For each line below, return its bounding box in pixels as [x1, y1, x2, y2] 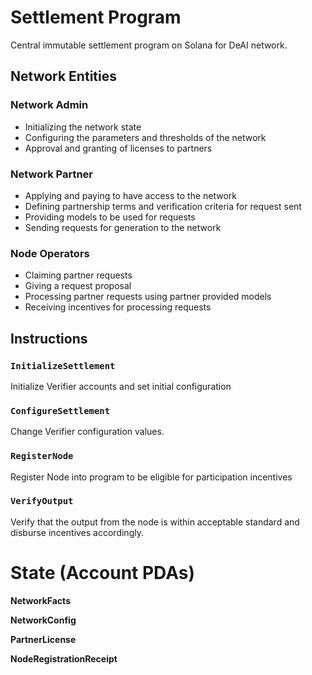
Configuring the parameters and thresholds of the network [24, 131, 267, 143]
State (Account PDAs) [10, 561, 195, 584]
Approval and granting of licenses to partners [24, 142, 213, 154]
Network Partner [10, 167, 93, 181]
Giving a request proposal [24, 280, 132, 292]
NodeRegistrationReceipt [10, 652, 118, 665]
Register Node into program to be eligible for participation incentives [10, 471, 293, 483]
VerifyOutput [10, 496, 74, 507]
